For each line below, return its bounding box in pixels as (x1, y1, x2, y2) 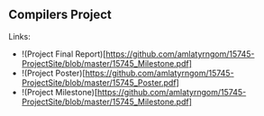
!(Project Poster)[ (21, 67, 86, 78)
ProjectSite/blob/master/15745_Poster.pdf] (21, 76, 179, 88)
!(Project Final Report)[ (21, 49, 106, 59)
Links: (8, 31, 31, 41)
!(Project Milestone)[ (21, 86, 98, 97)
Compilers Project (8, 7, 112, 22)
